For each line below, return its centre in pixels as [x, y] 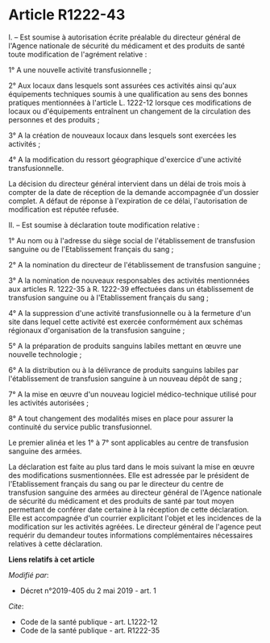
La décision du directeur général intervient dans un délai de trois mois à [127, 184]
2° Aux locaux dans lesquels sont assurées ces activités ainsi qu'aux [123, 85]
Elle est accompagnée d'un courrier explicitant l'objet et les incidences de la [135, 518]
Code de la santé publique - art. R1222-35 [90, 630]
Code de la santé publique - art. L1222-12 [89, 621]
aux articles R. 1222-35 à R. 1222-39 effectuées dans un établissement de [131, 288]
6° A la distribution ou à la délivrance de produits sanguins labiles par [124, 370]
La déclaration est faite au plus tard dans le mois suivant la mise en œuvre [132, 467]
